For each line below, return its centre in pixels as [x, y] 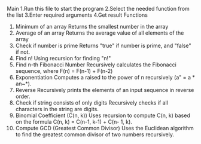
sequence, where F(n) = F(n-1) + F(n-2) [64, 71]
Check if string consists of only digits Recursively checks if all [92, 103]
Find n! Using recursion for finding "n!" [63, 58]
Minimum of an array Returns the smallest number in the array [92, 27]
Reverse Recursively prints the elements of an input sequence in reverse [105, 90]
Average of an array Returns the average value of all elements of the [100, 33]
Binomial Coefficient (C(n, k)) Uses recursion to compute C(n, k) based [103, 115]
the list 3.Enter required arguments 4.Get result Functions [77, 15]
